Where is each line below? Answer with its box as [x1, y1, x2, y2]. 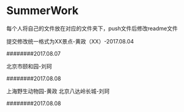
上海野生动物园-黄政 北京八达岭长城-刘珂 [6, 87, 110, 95]
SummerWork [6, 4, 79, 18]
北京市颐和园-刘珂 [6, 62, 52, 70]
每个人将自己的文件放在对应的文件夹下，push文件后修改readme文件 [6, 24, 178, 32]
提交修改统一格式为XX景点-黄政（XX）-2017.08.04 [6, 37, 134, 45]
